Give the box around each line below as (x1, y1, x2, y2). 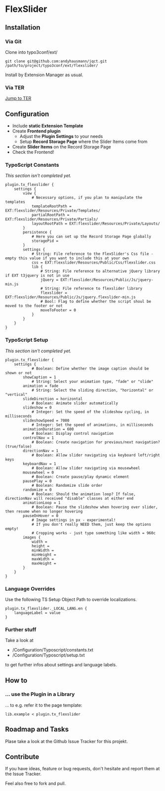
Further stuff (5, 626, 37, 633)
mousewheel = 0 (23, 470, 54, 475)
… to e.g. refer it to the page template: (5, 702, 82, 708)
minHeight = (31, 552, 56, 557)
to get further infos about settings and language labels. (5, 662, 117, 668)
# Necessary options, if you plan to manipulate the (31, 195, 142, 200)
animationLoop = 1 (23, 500, 61, 505)
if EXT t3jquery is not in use (5, 273, 70, 278)
